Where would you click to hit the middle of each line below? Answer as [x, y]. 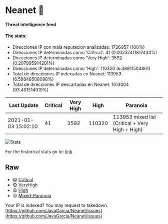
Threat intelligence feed [31, 24]
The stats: [16, 36]
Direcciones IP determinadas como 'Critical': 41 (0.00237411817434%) [85, 52]
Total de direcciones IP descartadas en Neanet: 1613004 [70, 84]
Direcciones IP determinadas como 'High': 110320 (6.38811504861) [81, 68]
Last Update [24, 105]
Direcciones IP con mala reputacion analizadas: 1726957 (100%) [78, 47]
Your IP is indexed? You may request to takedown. [57, 205]
